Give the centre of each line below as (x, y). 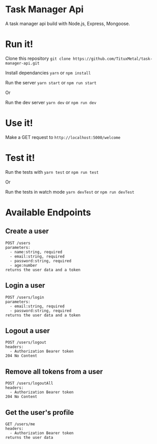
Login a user (25, 285)
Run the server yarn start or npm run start (51, 82)
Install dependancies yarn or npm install (48, 73)
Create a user (27, 231)
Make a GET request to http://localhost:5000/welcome (63, 137)
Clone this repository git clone (38, 58)
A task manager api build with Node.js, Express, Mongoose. (68, 24)
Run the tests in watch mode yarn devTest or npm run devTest (70, 192)
